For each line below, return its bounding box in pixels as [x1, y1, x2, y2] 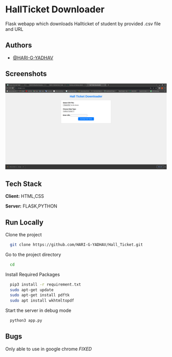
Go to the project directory [5, 251, 61, 257]
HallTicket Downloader [5, 4, 105, 15]
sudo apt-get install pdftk [10, 293, 70, 298]
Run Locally [5, 218, 44, 227]
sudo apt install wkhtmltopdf [10, 298, 74, 304]
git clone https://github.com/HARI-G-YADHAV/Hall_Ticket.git [10, 242, 143, 247]
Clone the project [5, 231, 42, 237]
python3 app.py [10, 318, 42, 323]
